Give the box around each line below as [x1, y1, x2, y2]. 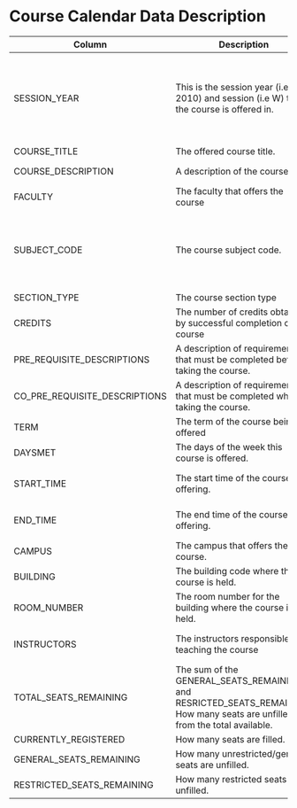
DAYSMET [13, 446, 57, 458]
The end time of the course [175, 508, 289, 520]
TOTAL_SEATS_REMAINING [13, 691, 128, 703]
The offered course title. [175, 144, 276, 157]
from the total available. [175, 719, 273, 731]
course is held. [175, 576, 237, 588]
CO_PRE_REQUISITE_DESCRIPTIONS [13, 390, 167, 402]
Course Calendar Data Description [9, 6, 267, 27]
